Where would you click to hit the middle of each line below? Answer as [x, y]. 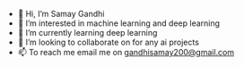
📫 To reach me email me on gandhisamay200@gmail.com [126, 52]
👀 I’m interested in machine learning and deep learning [119, 23]
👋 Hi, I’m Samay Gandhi [61, 14]
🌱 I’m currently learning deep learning [87, 33]
